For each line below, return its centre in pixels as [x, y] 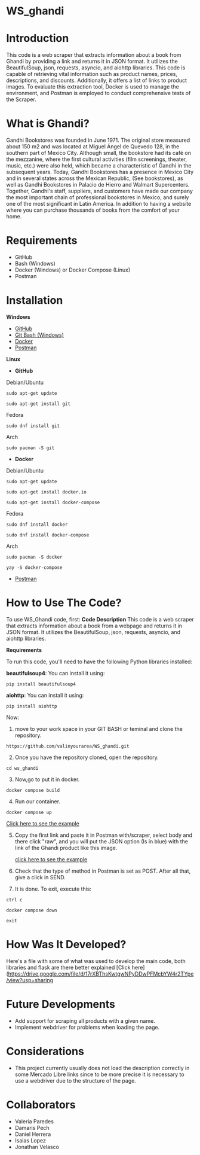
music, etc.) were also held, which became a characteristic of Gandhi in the [99, 166]
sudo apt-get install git [38, 404]
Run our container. [38, 801]
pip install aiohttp [32, 706]
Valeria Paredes [34, 1121]
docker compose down [32, 910]
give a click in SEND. [40, 877]
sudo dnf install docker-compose [48, 535]
